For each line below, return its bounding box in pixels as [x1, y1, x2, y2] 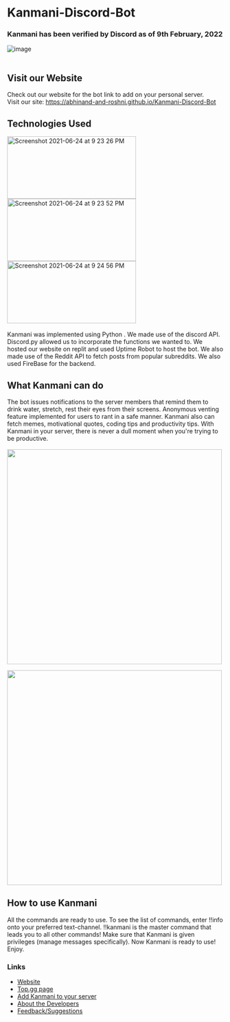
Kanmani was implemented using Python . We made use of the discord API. [7, 330, 220, 338]
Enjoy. [7, 944, 25, 953]
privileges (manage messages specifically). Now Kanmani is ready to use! [7, 937, 216, 946]
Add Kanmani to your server [16, 992, 97, 1001]
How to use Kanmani [7, 898, 97, 909]
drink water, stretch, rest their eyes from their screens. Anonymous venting [7, 404, 220, 413]
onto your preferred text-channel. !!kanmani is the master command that [7, 923, 211, 931]
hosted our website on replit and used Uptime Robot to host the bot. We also [7, 345, 224, 354]
